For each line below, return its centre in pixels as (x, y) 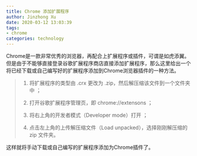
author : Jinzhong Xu (31, 17)
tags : (13, 28)
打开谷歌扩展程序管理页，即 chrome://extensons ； (91, 103)
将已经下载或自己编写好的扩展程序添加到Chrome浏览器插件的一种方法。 (93, 70)
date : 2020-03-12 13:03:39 (39, 22)
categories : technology (35, 39)
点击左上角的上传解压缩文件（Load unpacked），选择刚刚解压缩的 (108, 127)
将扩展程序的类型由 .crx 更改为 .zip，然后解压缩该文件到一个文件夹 (110, 83)
